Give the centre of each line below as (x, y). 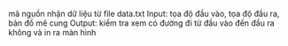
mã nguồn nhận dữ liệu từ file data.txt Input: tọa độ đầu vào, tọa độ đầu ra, (144, 14)
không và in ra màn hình (52, 32)
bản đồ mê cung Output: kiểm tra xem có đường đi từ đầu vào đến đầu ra (142, 23)
